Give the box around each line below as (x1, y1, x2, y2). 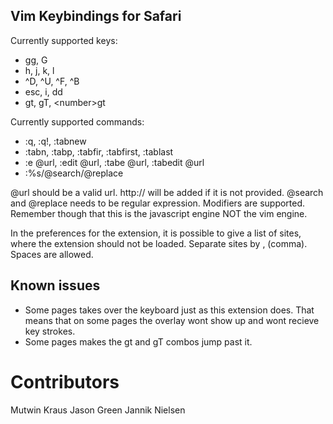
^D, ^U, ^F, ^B (24, 75, 80, 87)
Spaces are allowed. (10, 248, 94, 260)
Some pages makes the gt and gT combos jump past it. (24, 335, 253, 348)
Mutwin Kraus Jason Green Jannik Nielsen (10, 404, 186, 416)
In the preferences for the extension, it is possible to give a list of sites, (10, 227, 302, 239)
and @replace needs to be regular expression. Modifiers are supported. (10, 197, 306, 209)
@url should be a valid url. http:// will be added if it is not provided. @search (10, 186, 324, 198)
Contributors (10, 370, 120, 393)
